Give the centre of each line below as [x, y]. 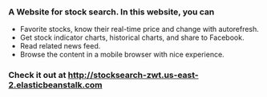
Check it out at [37, 76]
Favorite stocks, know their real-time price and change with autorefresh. [139, 29]
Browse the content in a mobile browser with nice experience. [122, 55]
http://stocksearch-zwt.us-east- [133, 76]
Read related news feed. [60, 46]
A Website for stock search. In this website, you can [111, 12]
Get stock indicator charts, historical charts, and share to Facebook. [132, 37]
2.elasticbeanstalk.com [55, 85]
